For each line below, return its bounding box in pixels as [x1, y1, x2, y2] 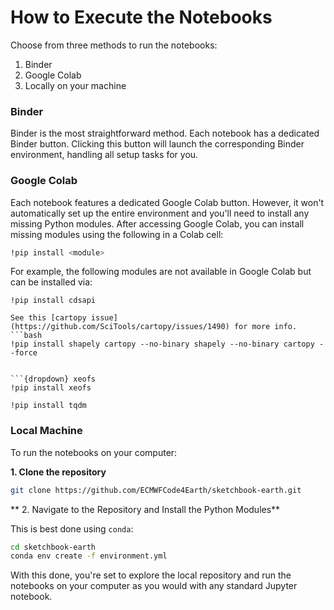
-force [10, 348, 38, 358]
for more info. [233, 322, 298, 332]
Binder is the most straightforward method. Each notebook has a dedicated [10, 127, 320, 140]
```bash [10, 331, 43, 341]
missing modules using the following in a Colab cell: [10, 228, 224, 240]
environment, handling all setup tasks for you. [10, 149, 199, 161]
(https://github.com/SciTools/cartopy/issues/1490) [10, 322, 230, 332]
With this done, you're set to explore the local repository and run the [10, 569, 292, 581]
